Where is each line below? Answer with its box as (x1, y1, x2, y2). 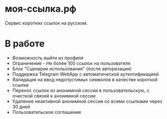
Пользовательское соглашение (12, 109, 81, 115)
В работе (5, 38, 45, 50)
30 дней (12, 103, 30, 110)
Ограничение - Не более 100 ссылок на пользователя (12, 60, 131, 66)
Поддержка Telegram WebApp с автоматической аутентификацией (12, 71, 159, 77)
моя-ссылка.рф (5, 3, 76, 15)
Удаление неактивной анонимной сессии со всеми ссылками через (12, 98, 162, 104)
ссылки (12, 82, 29, 88)
